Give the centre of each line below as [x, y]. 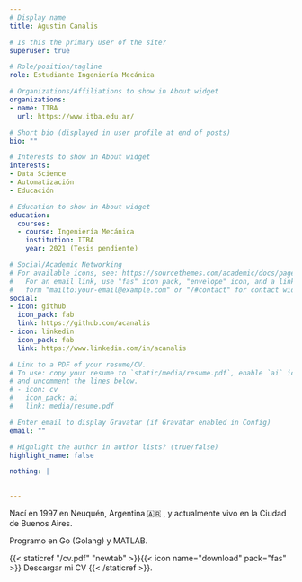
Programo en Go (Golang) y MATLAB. [79, 541]
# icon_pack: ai [44, 398]
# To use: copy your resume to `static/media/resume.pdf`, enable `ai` [146, 373]
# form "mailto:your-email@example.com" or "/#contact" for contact [144, 290]
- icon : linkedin [42, 331]
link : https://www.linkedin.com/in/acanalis [102, 348]
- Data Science [38, 174]
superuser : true [40, 50]
